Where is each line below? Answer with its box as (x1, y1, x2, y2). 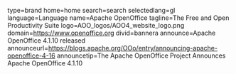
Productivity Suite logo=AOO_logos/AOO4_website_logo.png (7, 21, 185, 29)
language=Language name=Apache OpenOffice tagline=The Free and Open (7, 14, 230, 22)
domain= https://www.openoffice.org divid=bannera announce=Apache (7, 28, 216, 37)
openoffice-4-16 (7, 51, 55, 60)
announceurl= (7, 44, 48, 52)
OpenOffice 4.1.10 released (7, 36, 85, 45)
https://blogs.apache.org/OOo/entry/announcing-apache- (48, 44, 218, 52)
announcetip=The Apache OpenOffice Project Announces (56, 51, 226, 60)
